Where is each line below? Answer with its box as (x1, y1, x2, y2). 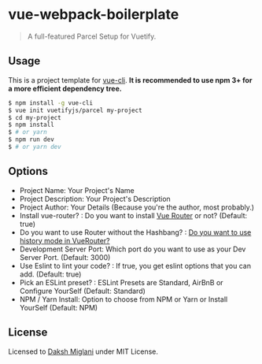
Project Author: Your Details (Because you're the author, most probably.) (19, 202, 254, 212)
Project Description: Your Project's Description (19, 194, 171, 203)
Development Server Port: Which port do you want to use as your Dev (19, 244, 246, 254)
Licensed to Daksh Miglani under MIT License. (8, 347, 159, 356)
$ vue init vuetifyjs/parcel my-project (8, 106, 143, 114)
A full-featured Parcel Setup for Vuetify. (27, 32, 157, 41)
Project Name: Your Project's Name (19, 185, 135, 195)
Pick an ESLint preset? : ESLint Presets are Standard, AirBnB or (19, 277, 223, 287)
